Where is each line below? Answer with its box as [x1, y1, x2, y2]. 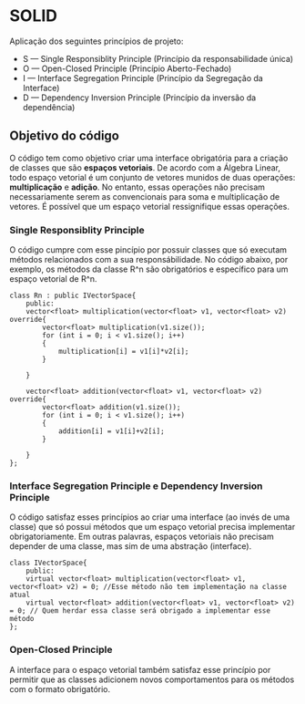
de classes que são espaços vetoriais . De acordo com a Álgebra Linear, [9, 161, 280, 173]
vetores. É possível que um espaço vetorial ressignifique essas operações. [9, 201, 290, 212]
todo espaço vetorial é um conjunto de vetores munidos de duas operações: [9, 171, 296, 182]
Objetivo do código [9, 129, 120, 144]
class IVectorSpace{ [9, 558, 88, 568]
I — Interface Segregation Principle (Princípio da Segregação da [22, 72, 264, 83]
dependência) [22, 101, 76, 112]
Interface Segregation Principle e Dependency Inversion [9, 480, 263, 492]
